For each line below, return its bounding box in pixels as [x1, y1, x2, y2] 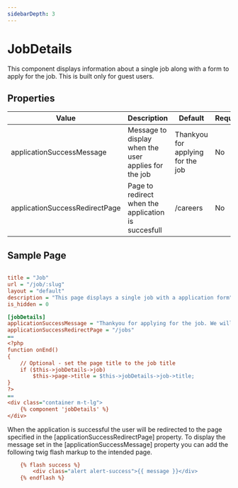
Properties [7, 92, 55, 104]
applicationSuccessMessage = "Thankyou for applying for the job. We [7, 320, 217, 327]
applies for [127, 161, 164, 171]
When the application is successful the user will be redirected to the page [7, 425, 222, 433]
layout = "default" [7, 288, 65, 295]
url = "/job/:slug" [7, 281, 65, 288]
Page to [127, 181, 154, 191]
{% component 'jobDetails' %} [20, 405, 110, 413]
